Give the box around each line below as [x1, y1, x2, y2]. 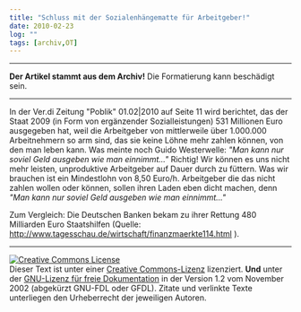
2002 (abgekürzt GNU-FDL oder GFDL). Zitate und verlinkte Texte [9, 283, 253, 294]
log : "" [9, 30, 39, 39]
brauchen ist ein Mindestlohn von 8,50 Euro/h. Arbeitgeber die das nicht [9, 173, 276, 184]
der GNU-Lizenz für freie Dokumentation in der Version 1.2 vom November [9, 273, 284, 284]
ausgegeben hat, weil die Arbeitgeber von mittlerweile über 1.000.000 [9, 126, 267, 136]
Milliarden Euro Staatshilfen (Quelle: [9, 219, 142, 230]
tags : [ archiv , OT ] [9, 38, 78, 48]
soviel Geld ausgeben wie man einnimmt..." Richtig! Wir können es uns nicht [9, 154, 290, 165]
